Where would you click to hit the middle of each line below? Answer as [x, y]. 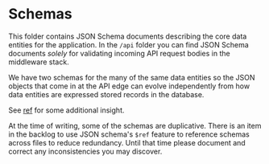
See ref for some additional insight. [66, 110]
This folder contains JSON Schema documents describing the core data [128, 36]
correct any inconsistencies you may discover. [85, 151]
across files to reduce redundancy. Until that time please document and [127, 142]
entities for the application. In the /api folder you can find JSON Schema [129, 44]
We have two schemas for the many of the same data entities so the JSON [132, 77]
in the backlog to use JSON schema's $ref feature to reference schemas [129, 134]
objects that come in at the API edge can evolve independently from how [129, 86]
